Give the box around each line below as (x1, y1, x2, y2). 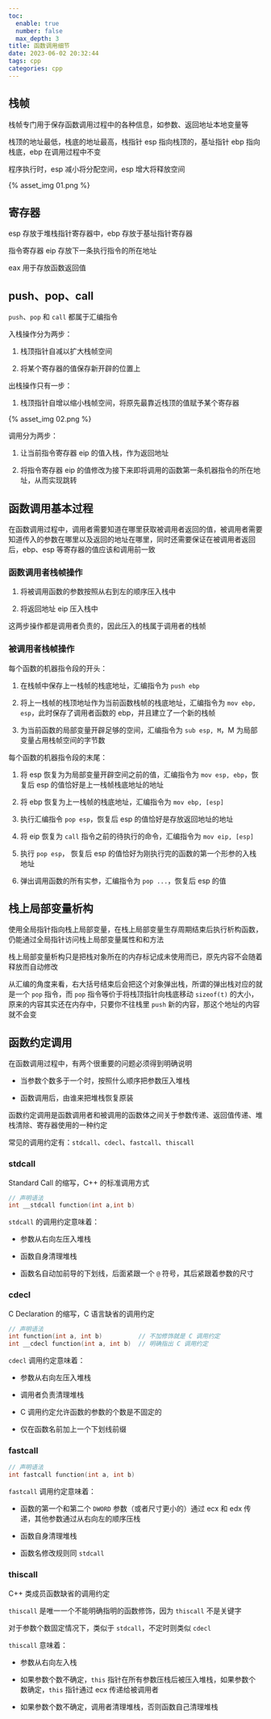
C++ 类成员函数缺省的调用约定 (8, 1588, 110, 1598)
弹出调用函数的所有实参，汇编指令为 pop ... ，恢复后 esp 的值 (19, 876, 227, 885)
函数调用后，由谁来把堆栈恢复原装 (19, 1093, 134, 1103)
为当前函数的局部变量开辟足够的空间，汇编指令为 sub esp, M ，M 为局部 (19, 725, 258, 735)
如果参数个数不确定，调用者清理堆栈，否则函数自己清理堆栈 (19, 1701, 219, 1712)
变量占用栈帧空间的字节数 (19, 735, 106, 745)
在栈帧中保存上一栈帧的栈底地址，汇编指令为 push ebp (19, 681, 200, 690)
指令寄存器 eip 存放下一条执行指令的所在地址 (8, 246, 157, 256)
